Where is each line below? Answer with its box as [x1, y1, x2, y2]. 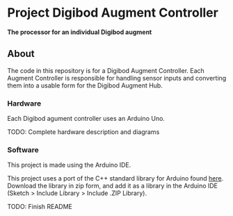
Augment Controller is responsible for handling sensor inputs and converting [7, 74, 227, 82]
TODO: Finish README [7, 203, 73, 211]
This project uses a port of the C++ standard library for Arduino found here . [7, 174, 224, 183]
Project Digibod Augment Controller [7, 5, 219, 21]
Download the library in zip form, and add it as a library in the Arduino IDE [7, 182, 218, 190]
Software [7, 144, 40, 154]
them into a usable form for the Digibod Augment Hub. [7, 81, 163, 90]
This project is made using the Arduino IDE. [7, 161, 131, 169]
